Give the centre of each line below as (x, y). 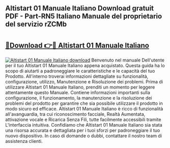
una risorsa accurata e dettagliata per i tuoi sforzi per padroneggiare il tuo (83, 130)
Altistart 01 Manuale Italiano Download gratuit (80, 8)
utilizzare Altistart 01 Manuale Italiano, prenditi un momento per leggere (80, 87)
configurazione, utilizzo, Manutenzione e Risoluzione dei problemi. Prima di (84, 82)
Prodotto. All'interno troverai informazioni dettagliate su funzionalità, (77, 76)
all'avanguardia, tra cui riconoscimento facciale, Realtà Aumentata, (75, 114)
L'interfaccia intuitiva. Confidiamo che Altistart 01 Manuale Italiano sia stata (84, 125)
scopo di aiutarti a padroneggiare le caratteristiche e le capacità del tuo (80, 71)
